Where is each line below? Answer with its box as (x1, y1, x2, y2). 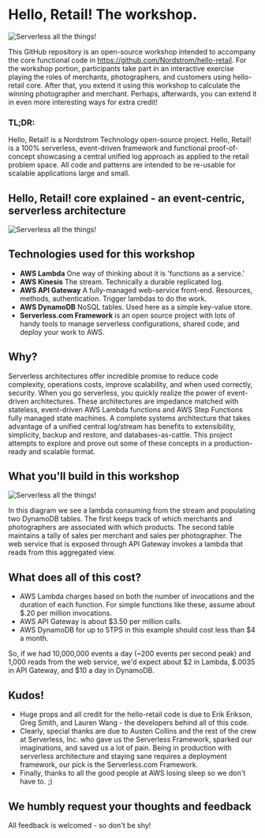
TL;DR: (8, 117, 35, 128)
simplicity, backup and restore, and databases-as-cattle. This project (8, 430, 233, 439)
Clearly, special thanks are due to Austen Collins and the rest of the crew (19, 727, 257, 736)
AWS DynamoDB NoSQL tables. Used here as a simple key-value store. (19, 302, 252, 311)
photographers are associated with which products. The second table (8, 523, 235, 532)
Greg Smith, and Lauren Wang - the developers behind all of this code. (19, 718, 249, 727)
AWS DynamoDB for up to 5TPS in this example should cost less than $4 (19, 626, 256, 635)
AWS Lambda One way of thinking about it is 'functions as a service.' (19, 269, 245, 278)
